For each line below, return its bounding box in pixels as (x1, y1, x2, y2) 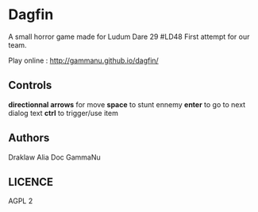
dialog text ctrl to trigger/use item (8, 108, 119, 118)
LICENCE (8, 175, 54, 188)
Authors (8, 131, 50, 145)
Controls (8, 79, 52, 92)
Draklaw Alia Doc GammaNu (8, 152, 101, 162)
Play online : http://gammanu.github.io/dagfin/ (8, 56, 159, 65)
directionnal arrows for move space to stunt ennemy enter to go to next (8, 99, 246, 109)
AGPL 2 (8, 196, 33, 206)
